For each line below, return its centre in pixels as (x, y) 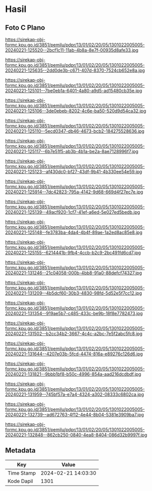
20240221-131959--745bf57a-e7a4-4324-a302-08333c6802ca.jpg (75, 394)
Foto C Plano (25, 28)
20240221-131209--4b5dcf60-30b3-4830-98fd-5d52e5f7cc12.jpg (74, 293)
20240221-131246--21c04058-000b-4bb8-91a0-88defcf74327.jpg (74, 273)
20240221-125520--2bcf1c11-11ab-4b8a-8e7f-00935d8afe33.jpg (72, 50)
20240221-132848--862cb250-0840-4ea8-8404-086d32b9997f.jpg (76, 435)
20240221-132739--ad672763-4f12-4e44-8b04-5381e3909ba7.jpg (75, 414)
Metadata (20, 450)
